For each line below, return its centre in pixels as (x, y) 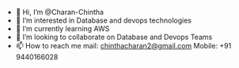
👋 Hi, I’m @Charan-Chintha (60, 12)
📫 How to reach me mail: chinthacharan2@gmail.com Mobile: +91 (123, 46)
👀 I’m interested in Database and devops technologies (104, 20)
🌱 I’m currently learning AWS (63, 29)
